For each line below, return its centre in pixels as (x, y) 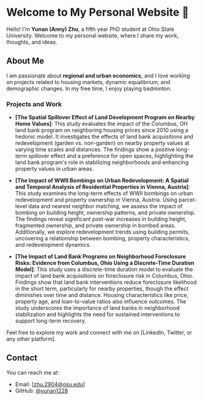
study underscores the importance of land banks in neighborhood (97, 308)
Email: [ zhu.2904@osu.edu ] (50, 384)
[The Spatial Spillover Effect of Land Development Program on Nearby (105, 117)
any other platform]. (31, 339)
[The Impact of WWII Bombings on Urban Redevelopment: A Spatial (102, 180)
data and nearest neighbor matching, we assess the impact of (105, 206)
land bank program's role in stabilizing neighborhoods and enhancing (102, 162)
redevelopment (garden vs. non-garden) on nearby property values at (102, 143)
